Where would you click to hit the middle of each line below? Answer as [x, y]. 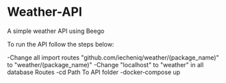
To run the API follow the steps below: [61, 44]
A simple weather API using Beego [56, 31]
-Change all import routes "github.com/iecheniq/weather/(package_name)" [113, 57]
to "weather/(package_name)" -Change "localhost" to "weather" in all [105, 64]
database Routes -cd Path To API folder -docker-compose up [94, 72]
